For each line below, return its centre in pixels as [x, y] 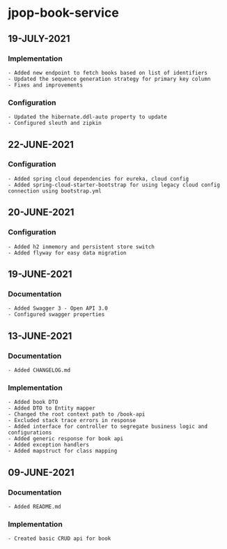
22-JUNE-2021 [41, 144]
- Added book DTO [33, 403]
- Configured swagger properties [56, 315]
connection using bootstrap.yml [55, 191]
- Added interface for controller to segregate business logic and [108, 427]
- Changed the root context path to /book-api [77, 414]
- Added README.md [34, 506]
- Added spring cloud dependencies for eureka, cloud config [99, 179]
